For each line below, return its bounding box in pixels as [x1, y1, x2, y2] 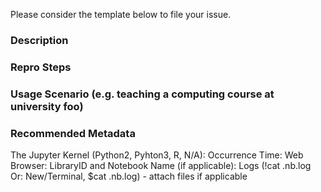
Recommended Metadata [10, 126, 136, 140]
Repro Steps [10, 60, 72, 74]
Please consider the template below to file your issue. [10, 9, 232, 20]
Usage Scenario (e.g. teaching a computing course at [10, 87, 275, 101]
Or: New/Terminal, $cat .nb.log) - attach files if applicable [10, 170, 248, 183]
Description [10, 33, 69, 47]
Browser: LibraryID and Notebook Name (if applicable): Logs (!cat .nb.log [10, 160, 312, 172]
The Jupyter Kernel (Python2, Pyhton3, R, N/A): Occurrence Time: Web [10, 149, 304, 161]
